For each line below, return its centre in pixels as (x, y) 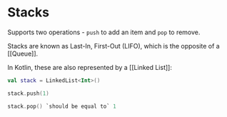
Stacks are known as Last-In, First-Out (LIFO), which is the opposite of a (113, 46)
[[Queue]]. (23, 54)
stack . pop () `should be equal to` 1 (62, 106)
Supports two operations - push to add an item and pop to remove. (104, 32)
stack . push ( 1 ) (29, 93)
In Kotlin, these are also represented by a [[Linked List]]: (90, 67)
